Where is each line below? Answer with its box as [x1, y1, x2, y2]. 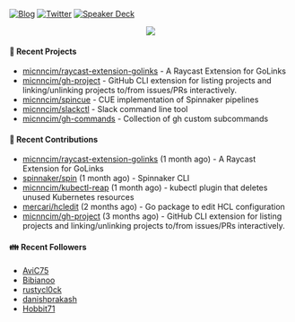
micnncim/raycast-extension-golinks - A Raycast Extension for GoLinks [22, 65, 287, 76]
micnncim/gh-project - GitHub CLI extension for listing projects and [22, 75, 272, 86]
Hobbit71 [22, 303, 56, 314]
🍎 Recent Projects [9, 46, 77, 57]
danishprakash [22, 293, 78, 304]
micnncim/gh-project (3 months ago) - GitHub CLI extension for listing [22, 211, 282, 222]
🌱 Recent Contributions [9, 134, 99, 144]
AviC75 [22, 265, 49, 275]
